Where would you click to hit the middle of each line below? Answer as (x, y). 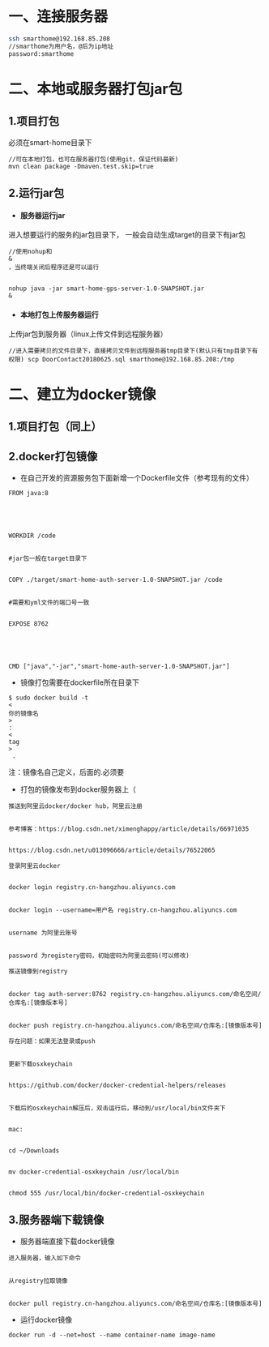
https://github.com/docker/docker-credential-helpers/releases (117, 1085)
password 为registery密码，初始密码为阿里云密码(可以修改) (99, 956)
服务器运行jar (43, 215)
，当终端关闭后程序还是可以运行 (54, 267)
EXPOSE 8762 (28, 624)
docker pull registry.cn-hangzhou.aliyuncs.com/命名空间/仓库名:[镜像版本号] (135, 1303)
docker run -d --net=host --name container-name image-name (112, 1335)
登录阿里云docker (34, 866)
